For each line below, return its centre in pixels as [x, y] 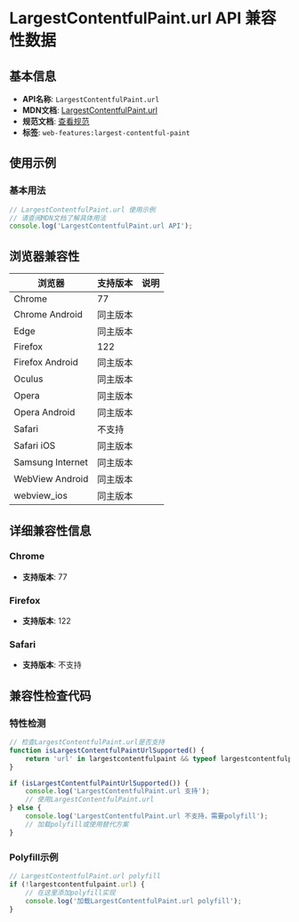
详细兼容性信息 [50, 530]
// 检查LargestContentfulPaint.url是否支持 [87, 742]
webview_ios [41, 496]
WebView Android [51, 479]
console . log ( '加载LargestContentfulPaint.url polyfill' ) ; [133, 901]
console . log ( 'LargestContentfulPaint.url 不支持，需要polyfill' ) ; [147, 816]
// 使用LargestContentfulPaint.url [90, 800]
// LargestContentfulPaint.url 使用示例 [82, 210]
